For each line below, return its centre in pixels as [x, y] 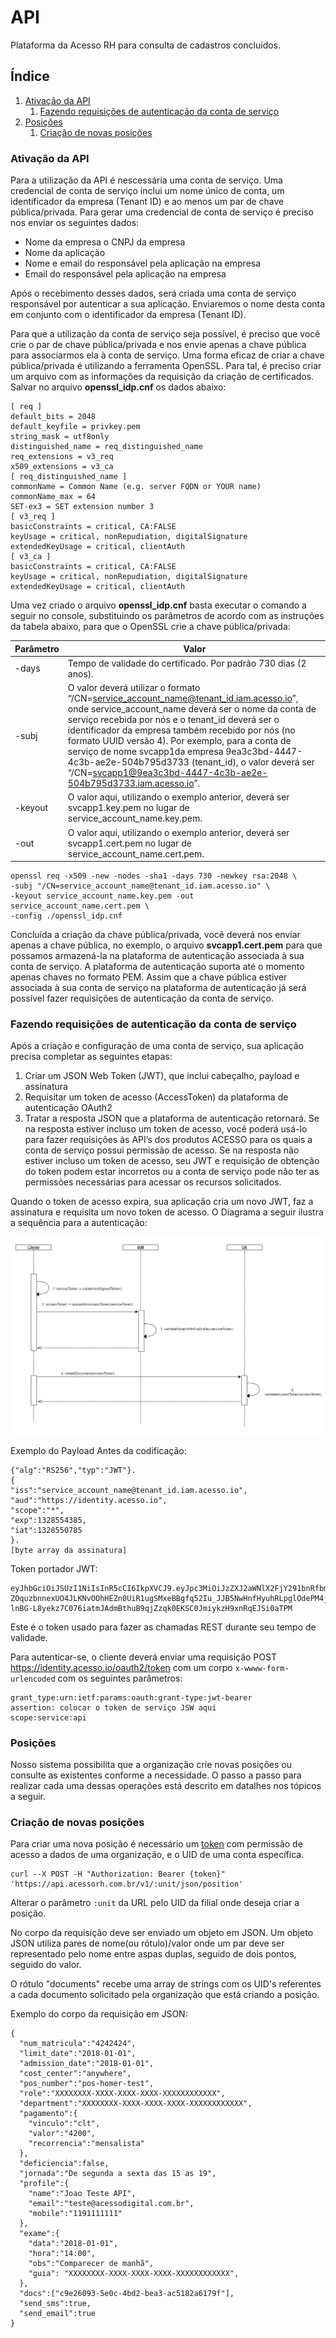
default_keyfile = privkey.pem [75, 427]
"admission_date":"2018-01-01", [87, 2064]
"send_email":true [58, 2314]
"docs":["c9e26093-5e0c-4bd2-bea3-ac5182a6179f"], [127, 2294]
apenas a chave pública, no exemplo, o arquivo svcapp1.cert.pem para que [166, 945]
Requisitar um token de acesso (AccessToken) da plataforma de [156, 1097]
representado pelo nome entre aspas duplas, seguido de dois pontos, [153, 1954]
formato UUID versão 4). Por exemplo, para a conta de [179, 741]
